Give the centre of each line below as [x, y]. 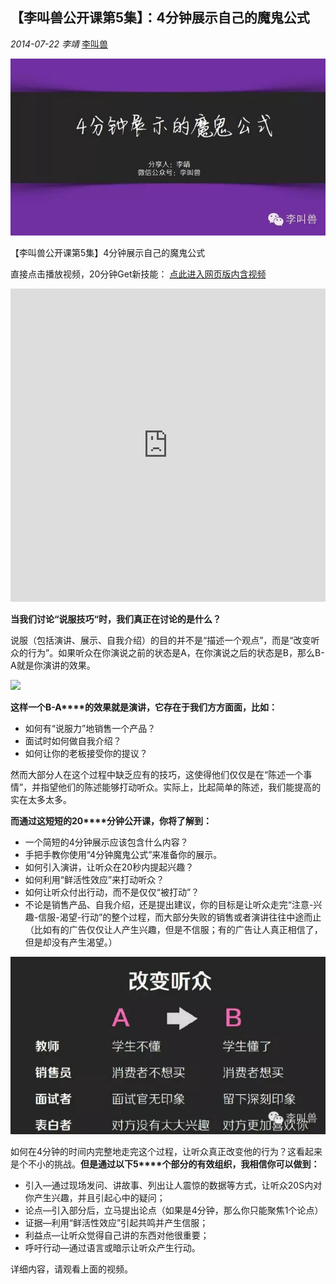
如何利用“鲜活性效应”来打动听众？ [94, 880]
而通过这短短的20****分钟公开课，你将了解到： [111, 821]
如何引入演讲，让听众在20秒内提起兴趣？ [109, 867]
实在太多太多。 [41, 800]
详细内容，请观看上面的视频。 [71, 1269]
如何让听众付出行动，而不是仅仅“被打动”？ [112, 892]
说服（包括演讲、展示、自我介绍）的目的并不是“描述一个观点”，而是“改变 [161, 640]
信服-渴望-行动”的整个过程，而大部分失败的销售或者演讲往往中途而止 [180, 917]
